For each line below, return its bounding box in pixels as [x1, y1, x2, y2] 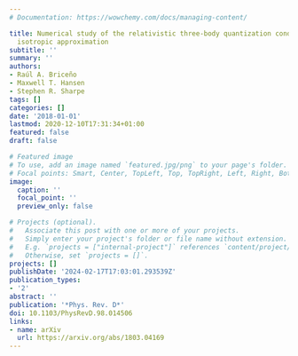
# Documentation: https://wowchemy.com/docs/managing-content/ [9, 12, 248, 22]
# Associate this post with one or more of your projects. [9, 226, 240, 235]
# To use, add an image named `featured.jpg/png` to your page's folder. [9, 161, 288, 170]
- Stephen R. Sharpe [9, 86, 86, 96]
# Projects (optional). [9, 218, 98, 227]
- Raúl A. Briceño [9, 70, 77, 80]
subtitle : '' [9, 45, 58, 54]
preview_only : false [17, 202, 93, 211]
